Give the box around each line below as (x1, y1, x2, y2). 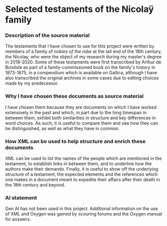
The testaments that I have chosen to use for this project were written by (5, 43, 155, 49)
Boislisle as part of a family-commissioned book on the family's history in (5, 64, 156, 70)
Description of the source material (5, 32, 90, 39)
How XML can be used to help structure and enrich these (5, 138, 146, 145)
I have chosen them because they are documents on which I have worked (5, 104, 157, 110)
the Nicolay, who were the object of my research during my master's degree (5, 54, 162, 60)
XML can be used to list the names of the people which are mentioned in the (5, 156, 162, 162)
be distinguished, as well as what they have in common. (5, 125, 120, 131)
